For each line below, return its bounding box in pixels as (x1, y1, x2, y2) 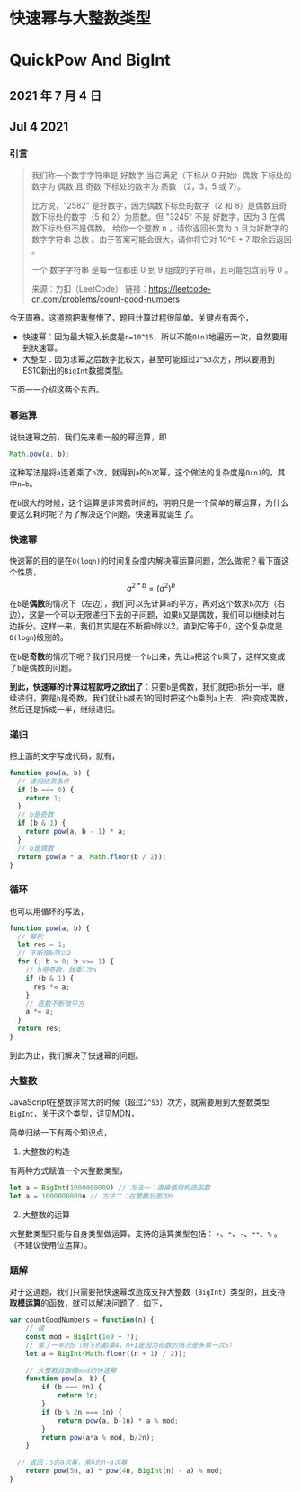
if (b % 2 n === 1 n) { (41, 1407, 123, 1416)
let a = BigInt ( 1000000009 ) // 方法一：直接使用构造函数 (9, 1183, 211, 1193)
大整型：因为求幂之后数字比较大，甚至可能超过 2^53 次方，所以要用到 (22, 354, 276, 365)
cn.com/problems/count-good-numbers (31, 294, 180, 304)
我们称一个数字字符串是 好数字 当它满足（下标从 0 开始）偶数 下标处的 (31, 170, 292, 181)
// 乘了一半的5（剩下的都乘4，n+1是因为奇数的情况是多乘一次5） (25, 1341, 236, 1350)
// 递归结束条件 (17, 776, 70, 786)
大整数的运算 (22, 1208, 70, 1220)
